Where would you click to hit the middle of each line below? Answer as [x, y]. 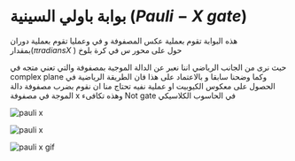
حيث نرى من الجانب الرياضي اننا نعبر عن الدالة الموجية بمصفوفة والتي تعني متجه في [148, 67]
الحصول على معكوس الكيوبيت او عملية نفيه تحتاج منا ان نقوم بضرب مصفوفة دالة [143, 86]
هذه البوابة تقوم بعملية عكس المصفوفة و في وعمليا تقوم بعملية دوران [124, 41]
